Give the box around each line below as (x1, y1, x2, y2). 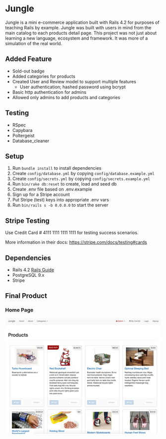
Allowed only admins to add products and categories (12, 94, 120, 100)
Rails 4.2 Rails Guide (12, 267, 55, 273)
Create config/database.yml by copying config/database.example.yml (12, 171, 155, 177)
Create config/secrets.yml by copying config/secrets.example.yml (12, 176, 150, 182)
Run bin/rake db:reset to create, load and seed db (12, 181, 117, 187)
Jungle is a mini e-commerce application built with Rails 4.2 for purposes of (5, 19, 160, 25)
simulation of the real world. (5, 40, 62, 46)
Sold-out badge (12, 68, 45, 74)
